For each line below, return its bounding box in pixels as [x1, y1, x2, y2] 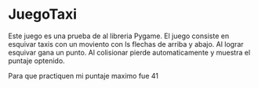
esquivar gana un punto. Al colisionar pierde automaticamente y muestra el [8, 48, 251, 57]
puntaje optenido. [8, 56, 65, 65]
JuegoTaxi [8, 5, 77, 23]
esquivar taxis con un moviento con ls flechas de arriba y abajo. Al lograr [8, 39, 245, 48]
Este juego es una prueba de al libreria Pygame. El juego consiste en [8, 31, 230, 40]
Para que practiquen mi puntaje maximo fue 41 [8, 71, 159, 80]
